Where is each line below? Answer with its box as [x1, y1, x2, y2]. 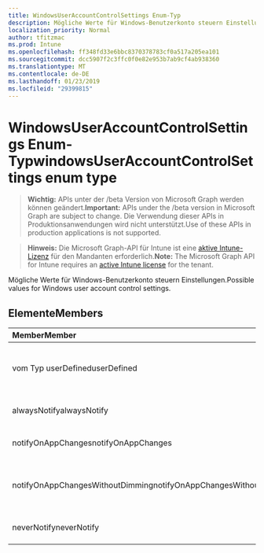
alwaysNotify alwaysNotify [12, 405, 108, 416]
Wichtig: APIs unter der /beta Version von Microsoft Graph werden [27, 194, 244, 205]
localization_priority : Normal [8, 26, 111, 34]
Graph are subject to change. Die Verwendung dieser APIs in [27, 212, 224, 221]
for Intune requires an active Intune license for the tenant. [27, 260, 214, 270]
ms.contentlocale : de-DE [8, 70, 90, 78]
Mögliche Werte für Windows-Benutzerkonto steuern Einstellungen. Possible [8, 275, 255, 285]
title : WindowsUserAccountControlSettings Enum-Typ [8, 11, 181, 20]
